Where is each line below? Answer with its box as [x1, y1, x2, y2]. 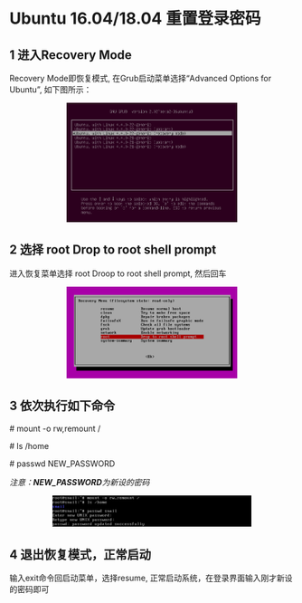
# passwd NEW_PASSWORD [9, 458, 116, 469]
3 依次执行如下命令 [9, 398, 116, 414]
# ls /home [9, 440, 50, 451]
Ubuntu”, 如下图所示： [9, 84, 92, 95]
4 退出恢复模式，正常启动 [9, 547, 152, 562]
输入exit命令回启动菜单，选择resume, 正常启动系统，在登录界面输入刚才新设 [9, 572, 293, 584]
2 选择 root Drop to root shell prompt [9, 242, 217, 258]
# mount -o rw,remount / [9, 423, 101, 434]
